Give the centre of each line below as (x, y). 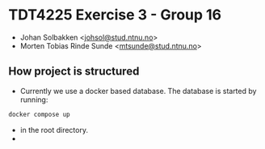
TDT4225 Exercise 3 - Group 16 (115, 15)
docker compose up (39, 114)
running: (34, 100)
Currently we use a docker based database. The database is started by (138, 91)
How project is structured (74, 72)
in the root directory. (54, 130)
